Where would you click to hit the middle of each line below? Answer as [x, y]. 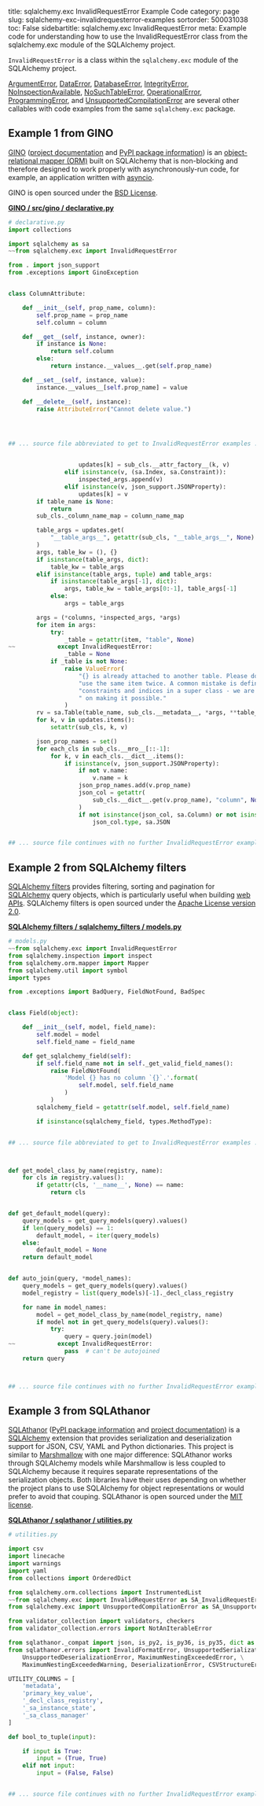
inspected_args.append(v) [121, 480]
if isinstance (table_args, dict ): [93, 559]
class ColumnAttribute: [47, 294]
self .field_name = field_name [86, 1041]
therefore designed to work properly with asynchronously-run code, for [124, 169]
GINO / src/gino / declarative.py [61, 208]
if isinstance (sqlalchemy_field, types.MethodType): [125, 1121]
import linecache [37, 1557]
